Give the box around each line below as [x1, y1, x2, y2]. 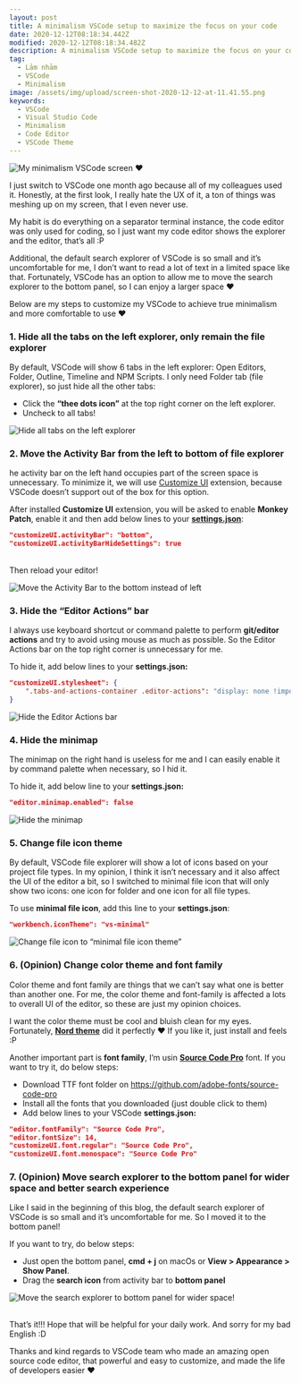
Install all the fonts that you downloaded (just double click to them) [21, 1097, 268, 1108]
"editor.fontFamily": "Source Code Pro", [9, 1124, 166, 1133]
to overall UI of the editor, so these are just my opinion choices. [9, 998, 242, 1009]
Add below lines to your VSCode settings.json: [21, 1107, 196, 1118]
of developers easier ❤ [9, 1365, 96, 1376]
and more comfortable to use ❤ [9, 308, 127, 319]
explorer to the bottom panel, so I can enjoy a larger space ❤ [9, 281, 235, 292]
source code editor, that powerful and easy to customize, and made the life [9, 1355, 286, 1366]
